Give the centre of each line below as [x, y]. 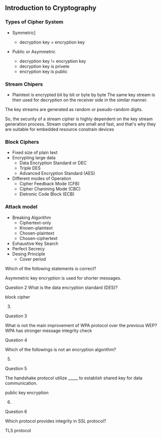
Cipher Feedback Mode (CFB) [49, 184]
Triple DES [30, 168]
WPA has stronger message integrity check [49, 330]
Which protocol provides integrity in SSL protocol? [56, 421]
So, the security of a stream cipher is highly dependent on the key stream [79, 119]
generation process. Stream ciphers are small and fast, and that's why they [81, 124]
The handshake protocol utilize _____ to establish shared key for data [74, 378]
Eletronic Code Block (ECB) [47, 194]
